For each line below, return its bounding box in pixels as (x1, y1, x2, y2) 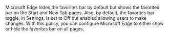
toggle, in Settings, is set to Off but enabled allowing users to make (5, 15, 147, 21)
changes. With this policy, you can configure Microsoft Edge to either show (5, 20, 164, 26)
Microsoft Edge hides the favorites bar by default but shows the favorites (5, 5, 160, 10)
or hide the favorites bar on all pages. (5, 26, 84, 32)
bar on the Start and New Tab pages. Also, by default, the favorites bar (5, 10, 155, 16)
